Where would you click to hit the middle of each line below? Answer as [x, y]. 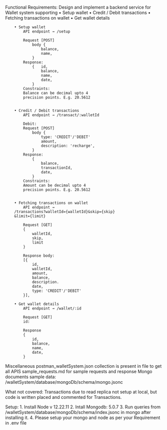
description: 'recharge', [68, 146]
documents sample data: [31, 377]
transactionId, [56, 168]
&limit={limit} [30, 216]
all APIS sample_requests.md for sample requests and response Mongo [79, 371]
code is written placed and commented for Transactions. [63, 397]
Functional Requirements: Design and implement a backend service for [78, 7]
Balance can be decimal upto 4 [56, 93]
